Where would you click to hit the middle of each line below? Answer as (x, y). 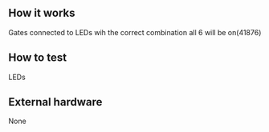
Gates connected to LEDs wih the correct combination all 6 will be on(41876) (135, 32)
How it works (42, 13)
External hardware (55, 102)
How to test (37, 58)
